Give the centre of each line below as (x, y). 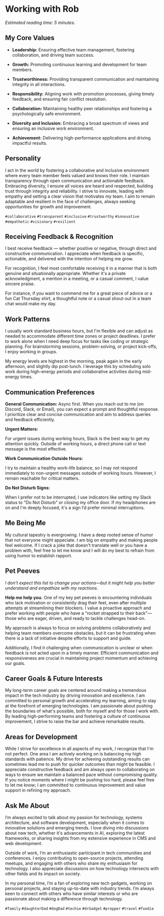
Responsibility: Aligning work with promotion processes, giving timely (83, 93)
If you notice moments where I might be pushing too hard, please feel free (80, 780)
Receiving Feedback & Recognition (59, 237)
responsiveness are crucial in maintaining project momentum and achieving (81, 658)
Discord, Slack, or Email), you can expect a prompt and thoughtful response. (82, 409)
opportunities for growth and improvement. (48, 206)
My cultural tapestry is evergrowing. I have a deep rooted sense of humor (79, 535)
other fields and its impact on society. (43, 874)
